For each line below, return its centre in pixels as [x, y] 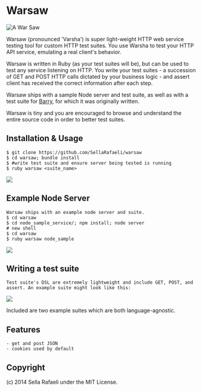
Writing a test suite [43, 268]
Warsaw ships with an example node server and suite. [76, 212]
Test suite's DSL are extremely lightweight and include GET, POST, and [100, 282]
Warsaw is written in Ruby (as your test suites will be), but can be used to [98, 64]
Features [23, 329]
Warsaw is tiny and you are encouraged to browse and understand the [94, 113]
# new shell [21, 228]
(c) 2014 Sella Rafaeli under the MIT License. [62, 382]
